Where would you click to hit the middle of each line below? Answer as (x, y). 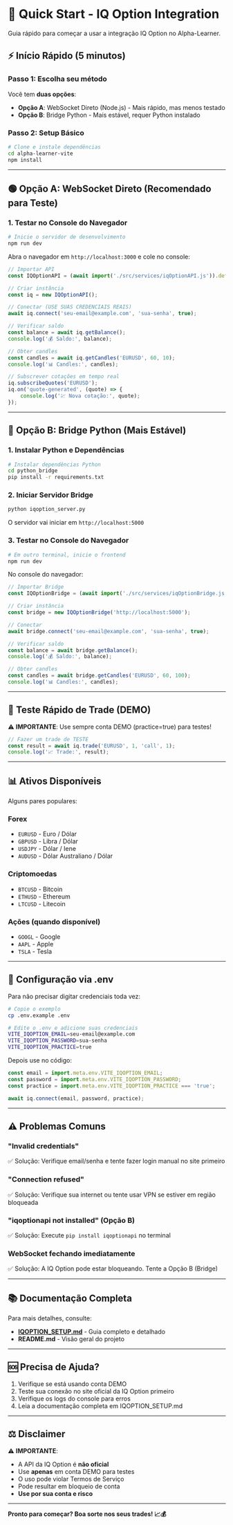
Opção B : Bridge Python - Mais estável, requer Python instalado (109, 115)
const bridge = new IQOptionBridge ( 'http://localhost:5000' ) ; (99, 612)
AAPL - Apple (36, 944)
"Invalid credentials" (44, 1145)
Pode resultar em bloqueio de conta (69, 1486)
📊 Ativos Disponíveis (55, 781)
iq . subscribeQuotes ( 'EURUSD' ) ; (53, 383)
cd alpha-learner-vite (40, 153)
